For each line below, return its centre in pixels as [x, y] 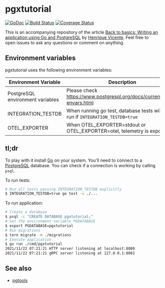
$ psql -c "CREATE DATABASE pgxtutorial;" [49, 217]
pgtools [20, 280]
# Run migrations [23, 230]
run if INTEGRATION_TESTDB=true [102, 116]
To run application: [24, 203]
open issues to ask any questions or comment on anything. [65, 42]
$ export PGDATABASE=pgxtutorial [39, 226]
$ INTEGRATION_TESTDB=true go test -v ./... [51, 194]
